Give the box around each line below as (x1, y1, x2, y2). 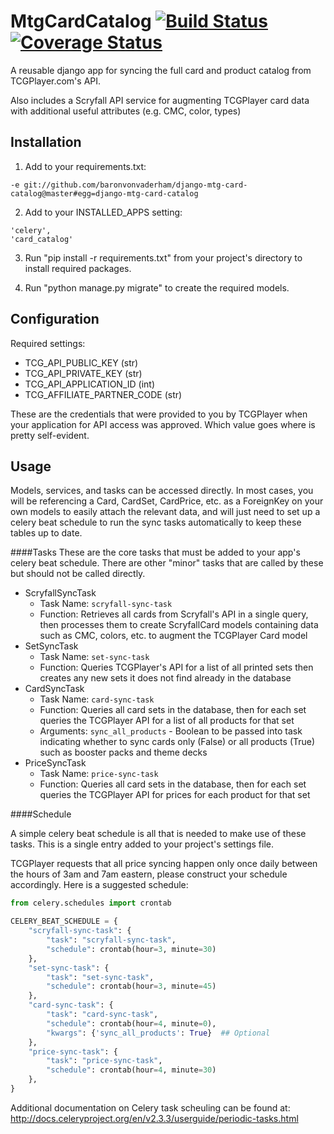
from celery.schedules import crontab (10, 898, 172, 909)
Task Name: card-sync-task (39, 693, 155, 705)
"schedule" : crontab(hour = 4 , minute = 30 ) (46, 1065, 217, 1075)
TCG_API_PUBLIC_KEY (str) (24, 356, 139, 369)
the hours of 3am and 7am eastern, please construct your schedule (10, 868, 288, 880)
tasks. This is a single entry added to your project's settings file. (10, 838, 274, 850)
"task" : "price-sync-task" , (46, 1056, 163, 1066)
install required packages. (24, 262, 132, 274)
